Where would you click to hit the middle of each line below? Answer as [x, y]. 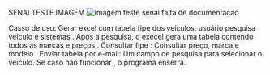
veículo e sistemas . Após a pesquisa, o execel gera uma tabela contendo [131, 37]
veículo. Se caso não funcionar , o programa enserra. [97, 62]
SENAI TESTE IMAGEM [47, 12]
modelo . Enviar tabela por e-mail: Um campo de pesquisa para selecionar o [135, 54]
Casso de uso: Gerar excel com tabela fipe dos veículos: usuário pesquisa [132, 28]
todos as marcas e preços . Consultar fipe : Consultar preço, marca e [124, 45]
